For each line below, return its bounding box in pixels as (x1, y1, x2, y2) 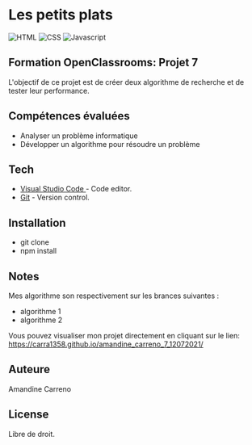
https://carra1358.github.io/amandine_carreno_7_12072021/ (8, 339, 204, 349)
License (8, 408, 49, 422)
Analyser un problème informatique (19, 131, 139, 141)
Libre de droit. (8, 429, 55, 439)
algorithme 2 (19, 315, 63, 325)
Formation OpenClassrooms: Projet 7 (8, 56, 199, 69)
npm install (19, 246, 57, 256)
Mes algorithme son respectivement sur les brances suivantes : (8, 291, 220, 300)
